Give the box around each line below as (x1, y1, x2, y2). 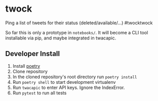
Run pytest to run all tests (12, 89, 67, 96)
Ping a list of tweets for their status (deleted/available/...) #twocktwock (5, 20, 153, 26)
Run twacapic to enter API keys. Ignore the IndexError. (12, 84, 125, 90)
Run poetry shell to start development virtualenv (12, 79, 116, 85)
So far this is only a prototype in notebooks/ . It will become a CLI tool (5, 29, 148, 35)
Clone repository (12, 68, 48, 74)
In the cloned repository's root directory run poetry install (12, 74, 137, 80)
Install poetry (12, 63, 41, 69)
